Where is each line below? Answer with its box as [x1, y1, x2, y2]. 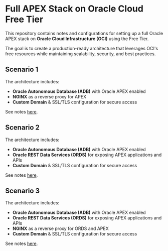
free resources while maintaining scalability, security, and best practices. [5, 51, 156, 57]
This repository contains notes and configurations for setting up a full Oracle [5, 30, 163, 36]
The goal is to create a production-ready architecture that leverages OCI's [5, 45, 158, 51]
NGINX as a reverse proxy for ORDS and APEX [12, 225, 109, 231]
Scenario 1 [5, 65, 39, 74]
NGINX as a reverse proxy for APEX [12, 93, 87, 99]
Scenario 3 [5, 186, 40, 195]
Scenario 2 [5, 123, 40, 132]
